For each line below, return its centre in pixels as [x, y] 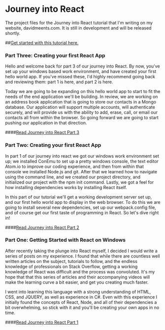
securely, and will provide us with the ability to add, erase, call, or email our [81, 112]
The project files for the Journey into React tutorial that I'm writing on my [79, 23]
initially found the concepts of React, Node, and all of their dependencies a [81, 302]
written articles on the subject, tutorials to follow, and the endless [71, 261]
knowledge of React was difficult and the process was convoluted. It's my [80, 271]
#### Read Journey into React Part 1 [42, 322]
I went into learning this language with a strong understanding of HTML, [78, 292]
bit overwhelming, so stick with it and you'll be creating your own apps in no [82, 307]
